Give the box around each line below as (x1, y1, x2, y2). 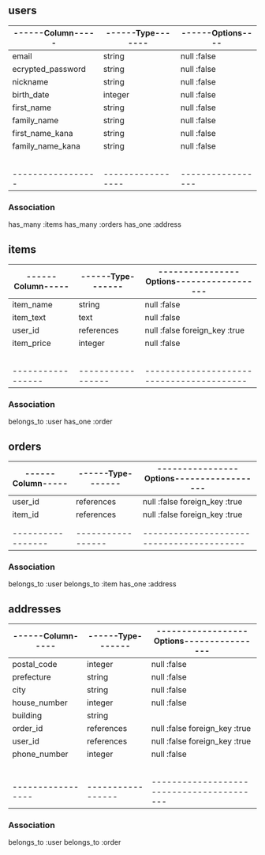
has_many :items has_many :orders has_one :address (8, 220, 181, 229)
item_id (12, 509, 39, 520)
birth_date (12, 89, 50, 100)
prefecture (12, 672, 51, 683)
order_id (12, 723, 43, 734)
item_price (12, 337, 51, 348)
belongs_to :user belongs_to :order (8, 838, 121, 847)
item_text (12, 311, 46, 322)
